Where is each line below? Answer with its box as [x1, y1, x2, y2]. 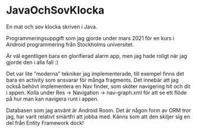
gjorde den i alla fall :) [6, 59, 59, 66]
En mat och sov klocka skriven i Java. [6, 23, 97, 30]
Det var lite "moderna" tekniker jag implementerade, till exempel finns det [6, 70, 185, 77]
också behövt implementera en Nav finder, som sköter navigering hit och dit [6, 82, 191, 89]
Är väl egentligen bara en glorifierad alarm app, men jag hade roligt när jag [6, 52, 188, 59]
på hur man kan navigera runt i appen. [6, 95, 99, 102]
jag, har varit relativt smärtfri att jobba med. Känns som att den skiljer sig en [6, 113, 191, 120]
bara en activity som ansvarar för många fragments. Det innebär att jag [6, 76, 179, 83]
